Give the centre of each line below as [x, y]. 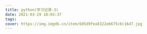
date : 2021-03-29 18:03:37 [33, 14]
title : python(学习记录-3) [32, 10]
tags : [11, 19]
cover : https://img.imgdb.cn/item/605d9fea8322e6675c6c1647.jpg [74, 24]
